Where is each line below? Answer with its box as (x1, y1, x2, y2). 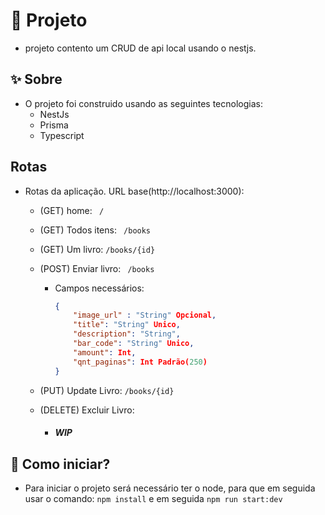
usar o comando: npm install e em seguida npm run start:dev (24, 492, 283, 504)
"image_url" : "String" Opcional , (73, 310, 217, 321)
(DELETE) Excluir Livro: (39, 404, 135, 416)
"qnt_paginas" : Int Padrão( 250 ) (73, 357, 208, 367)
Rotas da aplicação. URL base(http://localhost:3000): (24, 185, 245, 197)
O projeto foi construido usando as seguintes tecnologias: (24, 97, 263, 109)
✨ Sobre (10, 71, 63, 88)
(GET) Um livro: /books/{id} (39, 243, 156, 255)
